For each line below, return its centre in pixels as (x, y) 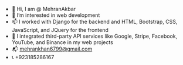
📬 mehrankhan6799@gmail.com (52, 49)
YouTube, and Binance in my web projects (62, 42)
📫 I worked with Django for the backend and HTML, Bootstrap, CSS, (94, 21)
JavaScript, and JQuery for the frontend (60, 30)
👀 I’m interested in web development (56, 15)
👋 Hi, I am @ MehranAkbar (44, 9)
